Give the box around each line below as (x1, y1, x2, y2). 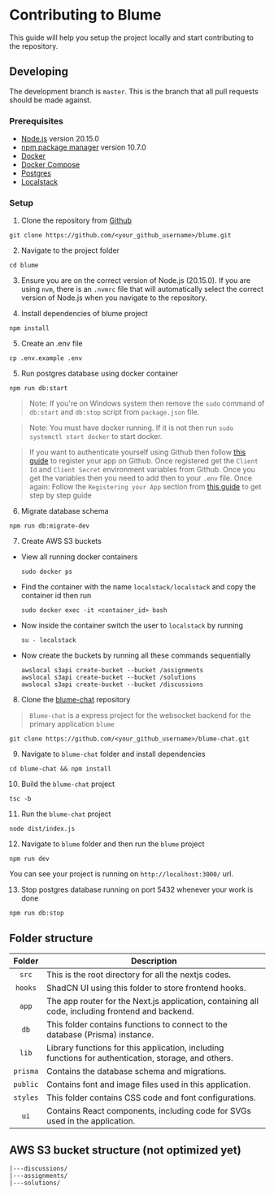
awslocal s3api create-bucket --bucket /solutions (20, 673, 197, 682)
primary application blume (28, 719, 115, 729)
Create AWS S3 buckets (20, 537, 102, 546)
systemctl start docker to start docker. (28, 432, 163, 441)
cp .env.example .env (9, 354, 83, 363)
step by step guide (28, 490, 92, 501)
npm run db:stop (9, 909, 64, 918)
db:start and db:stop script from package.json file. (28, 407, 200, 417)
